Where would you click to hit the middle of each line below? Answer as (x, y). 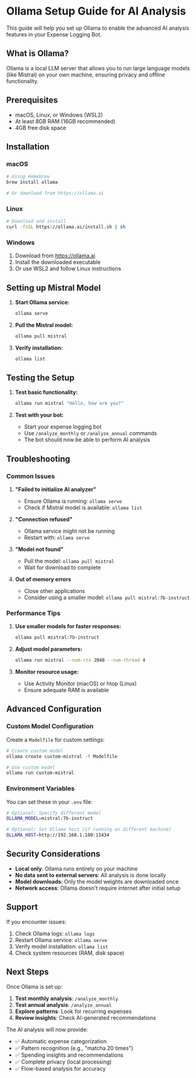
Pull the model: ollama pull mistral (69, 561)
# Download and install (36, 222)
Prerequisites (32, 100)
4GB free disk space (41, 127)
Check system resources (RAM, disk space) (70, 953)
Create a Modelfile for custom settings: (55, 739)
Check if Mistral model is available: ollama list (83, 507)
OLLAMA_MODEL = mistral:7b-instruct (50, 819)
